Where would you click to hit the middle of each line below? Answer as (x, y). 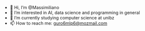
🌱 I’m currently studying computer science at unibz (62, 18)
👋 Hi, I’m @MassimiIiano (35, 8)
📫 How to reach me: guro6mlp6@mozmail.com (59, 23)
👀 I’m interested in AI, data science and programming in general (75, 13)
